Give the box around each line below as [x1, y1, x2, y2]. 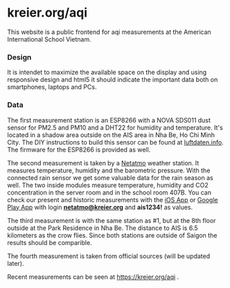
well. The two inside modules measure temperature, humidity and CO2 [7, 181, 209, 189]
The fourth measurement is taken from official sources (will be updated [7, 251, 211, 260]
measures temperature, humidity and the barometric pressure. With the [7, 166, 211, 174]
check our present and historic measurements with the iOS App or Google [7, 195, 218, 204]
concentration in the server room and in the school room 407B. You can [7, 188, 211, 197]
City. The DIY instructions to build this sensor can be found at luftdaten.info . [7, 138, 224, 146]
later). [7, 259, 24, 267]
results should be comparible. [7, 238, 92, 246]
